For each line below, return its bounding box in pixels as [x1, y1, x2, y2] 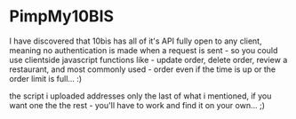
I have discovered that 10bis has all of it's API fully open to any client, [9, 36, 262, 46]
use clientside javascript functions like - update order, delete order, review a [9, 54, 288, 65]
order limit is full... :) [9, 73, 83, 83]
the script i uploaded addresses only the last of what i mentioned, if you [9, 91, 272, 101]
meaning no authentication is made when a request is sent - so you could [9, 44, 278, 55]
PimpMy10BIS [9, 6, 114, 27]
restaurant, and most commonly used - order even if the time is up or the [9, 64, 276, 75]
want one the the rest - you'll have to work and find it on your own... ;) [9, 99, 265, 110]
